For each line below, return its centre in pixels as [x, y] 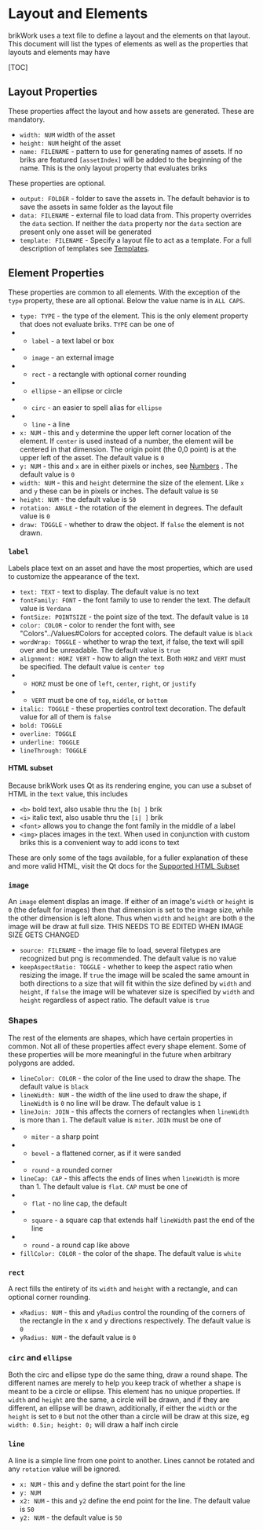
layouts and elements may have [59, 52]
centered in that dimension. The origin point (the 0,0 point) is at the [128, 449]
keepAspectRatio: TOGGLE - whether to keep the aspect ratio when [126, 967]
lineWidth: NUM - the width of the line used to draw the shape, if [123, 1094]
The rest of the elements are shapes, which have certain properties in [121, 1038]
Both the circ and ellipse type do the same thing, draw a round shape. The [128, 1374]
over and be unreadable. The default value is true [100, 650]
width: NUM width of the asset [67, 134]
